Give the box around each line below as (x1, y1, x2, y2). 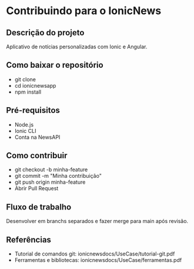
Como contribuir (6, 151, 68, 161)
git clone (14, 75, 36, 83)
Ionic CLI (14, 127, 36, 134)
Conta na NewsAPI (14, 134, 61, 141)
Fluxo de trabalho (6, 202, 72, 212)
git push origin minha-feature (14, 178, 86, 186)
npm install (14, 88, 42, 95)
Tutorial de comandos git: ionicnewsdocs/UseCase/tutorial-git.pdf (14, 250, 175, 257)
